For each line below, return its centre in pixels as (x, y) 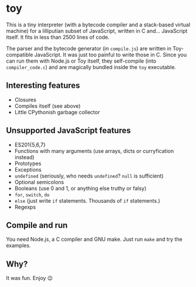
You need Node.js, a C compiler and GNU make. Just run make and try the (94, 240)
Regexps (25, 207)
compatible (20, 54)
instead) (25, 157)
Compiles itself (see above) (47, 106)
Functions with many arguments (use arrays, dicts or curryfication (94, 151)
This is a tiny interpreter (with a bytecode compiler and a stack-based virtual (98, 25)
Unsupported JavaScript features (68, 131)
